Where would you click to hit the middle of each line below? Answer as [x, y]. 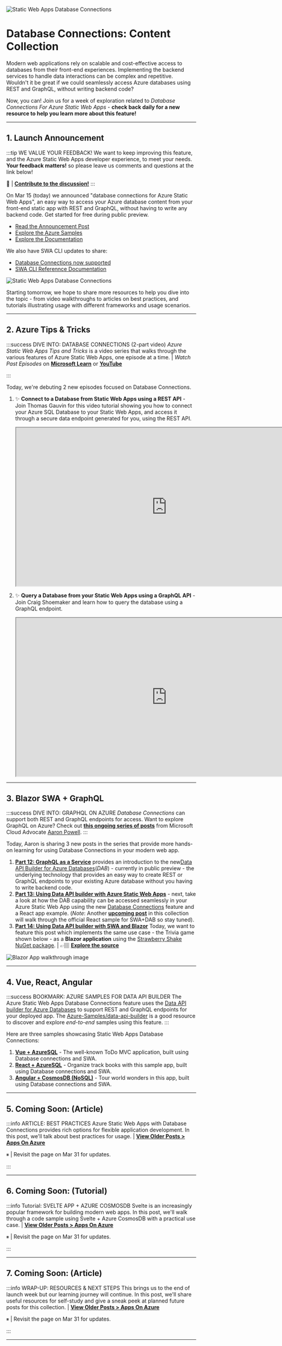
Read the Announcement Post [52, 226]
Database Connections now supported [63, 262]
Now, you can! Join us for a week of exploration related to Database [91, 100]
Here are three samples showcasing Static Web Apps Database [85, 1034]
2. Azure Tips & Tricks [49, 330]
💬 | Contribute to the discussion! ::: [51, 184]
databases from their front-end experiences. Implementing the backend [95, 69]
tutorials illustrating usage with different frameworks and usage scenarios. [99, 305]
